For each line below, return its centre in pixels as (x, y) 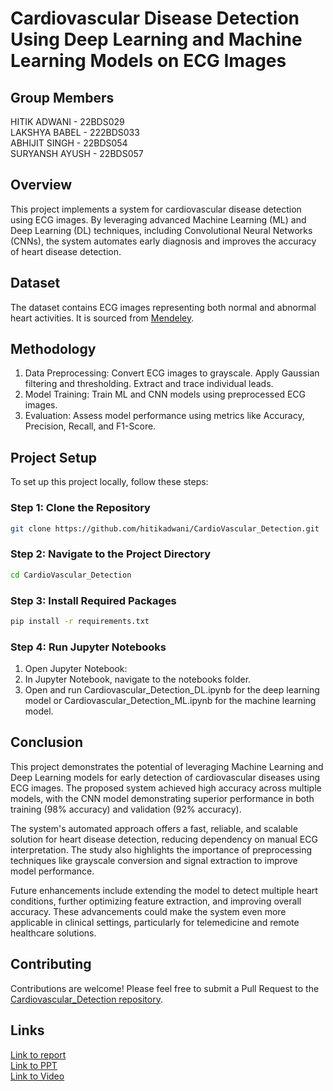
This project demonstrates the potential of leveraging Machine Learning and (167, 766)
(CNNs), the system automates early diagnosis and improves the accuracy (163, 241)
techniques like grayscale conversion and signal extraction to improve (154, 860)
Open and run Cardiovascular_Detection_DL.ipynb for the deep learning (172, 690)
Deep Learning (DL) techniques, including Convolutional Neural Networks (161, 230)
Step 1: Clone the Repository (80, 508)
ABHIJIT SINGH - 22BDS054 (69, 143)
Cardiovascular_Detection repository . (86, 999)
